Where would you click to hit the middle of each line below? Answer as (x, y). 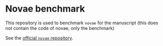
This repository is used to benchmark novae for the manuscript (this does (82, 23)
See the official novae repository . (39, 38)
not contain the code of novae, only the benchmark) (60, 28)
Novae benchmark (45, 9)
